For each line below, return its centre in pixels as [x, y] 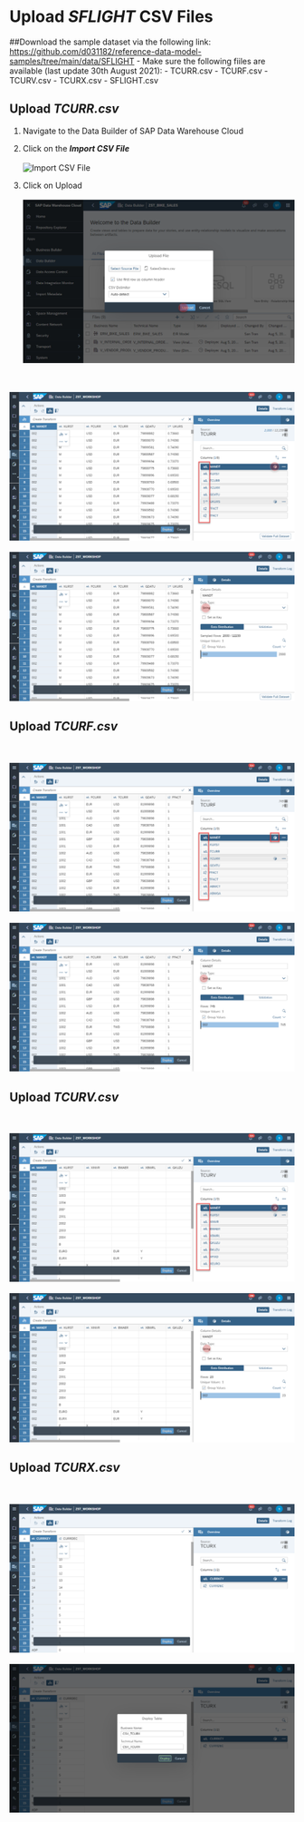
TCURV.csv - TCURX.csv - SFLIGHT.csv [84, 80]
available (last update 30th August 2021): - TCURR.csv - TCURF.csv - [139, 71]
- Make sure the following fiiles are [201, 61]
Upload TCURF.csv [64, 726]
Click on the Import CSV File [76, 148]
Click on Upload [52, 185]
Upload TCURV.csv [64, 1097]
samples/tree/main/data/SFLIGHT [72, 61]
